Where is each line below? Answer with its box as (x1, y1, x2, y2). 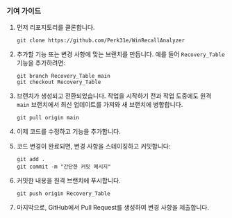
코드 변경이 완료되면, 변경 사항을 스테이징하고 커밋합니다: (16, 142, 171, 151)
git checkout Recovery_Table (16, 78, 101, 86)
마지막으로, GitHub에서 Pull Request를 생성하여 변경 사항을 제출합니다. (16, 203, 210, 212)
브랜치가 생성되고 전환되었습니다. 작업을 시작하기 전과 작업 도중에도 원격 (16, 92, 212, 100)
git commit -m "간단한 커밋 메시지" (16, 163, 112, 171)
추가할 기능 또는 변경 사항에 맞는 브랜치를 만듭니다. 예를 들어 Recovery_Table (16, 50, 225, 58)
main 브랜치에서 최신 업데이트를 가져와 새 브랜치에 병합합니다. (16, 101, 183, 109)
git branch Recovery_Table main (16, 73, 110, 80)
